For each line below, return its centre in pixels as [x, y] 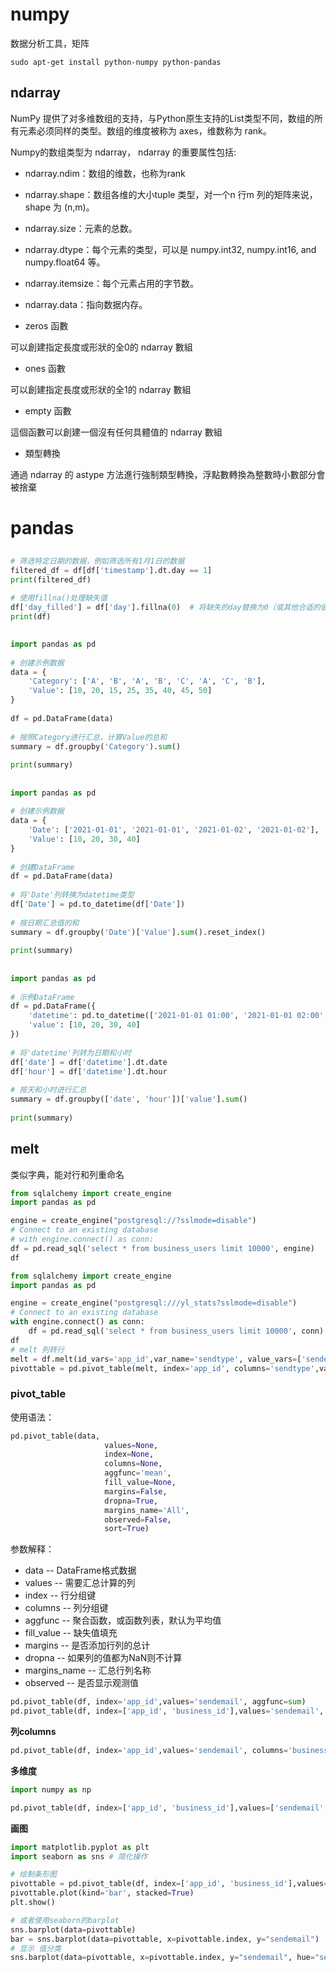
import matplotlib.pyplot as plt [80, 1847]
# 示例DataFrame [42, 997]
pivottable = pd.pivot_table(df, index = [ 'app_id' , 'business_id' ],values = [169, 1884]
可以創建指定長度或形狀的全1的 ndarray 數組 [101, 389]
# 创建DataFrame [42, 867]
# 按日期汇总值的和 [45, 923]
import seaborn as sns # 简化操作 [79, 1856]
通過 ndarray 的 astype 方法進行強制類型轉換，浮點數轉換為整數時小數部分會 [168, 474]
